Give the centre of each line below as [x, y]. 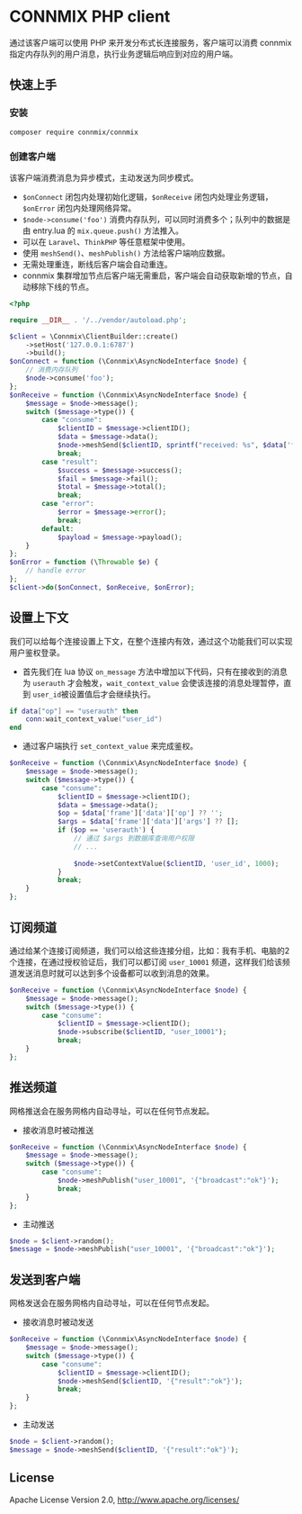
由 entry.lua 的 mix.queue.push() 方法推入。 [103, 230]
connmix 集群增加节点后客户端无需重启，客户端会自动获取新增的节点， [153, 275]
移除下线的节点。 [62, 286]
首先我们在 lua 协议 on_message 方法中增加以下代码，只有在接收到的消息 [155, 671]
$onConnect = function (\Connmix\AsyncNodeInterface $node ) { [128, 362]
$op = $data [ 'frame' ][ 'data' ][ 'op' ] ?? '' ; [140, 813]
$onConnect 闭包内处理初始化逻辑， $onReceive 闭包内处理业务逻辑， [147, 196]
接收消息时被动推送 [58, 1130]
